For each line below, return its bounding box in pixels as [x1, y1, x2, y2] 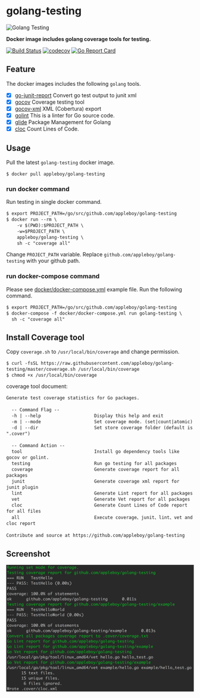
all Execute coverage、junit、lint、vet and [11, 514, 193, 521]
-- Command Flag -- [11, 407, 60, 413]
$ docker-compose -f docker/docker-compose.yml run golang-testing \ [6, 310, 183, 317]
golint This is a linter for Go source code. [14, 111, 115, 119]
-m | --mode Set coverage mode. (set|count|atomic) [11, 419, 193, 425]
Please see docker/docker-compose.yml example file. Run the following [6, 286, 183, 293]
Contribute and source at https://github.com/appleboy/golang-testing [6, 532, 185, 539]
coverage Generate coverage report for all [11, 467, 180, 473]
